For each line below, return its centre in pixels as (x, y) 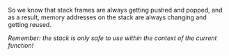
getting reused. (30, 25)
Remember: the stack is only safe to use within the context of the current (112, 38)
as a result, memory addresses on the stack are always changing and (108, 17)
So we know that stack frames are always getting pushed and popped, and (115, 10)
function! (21, 45)
